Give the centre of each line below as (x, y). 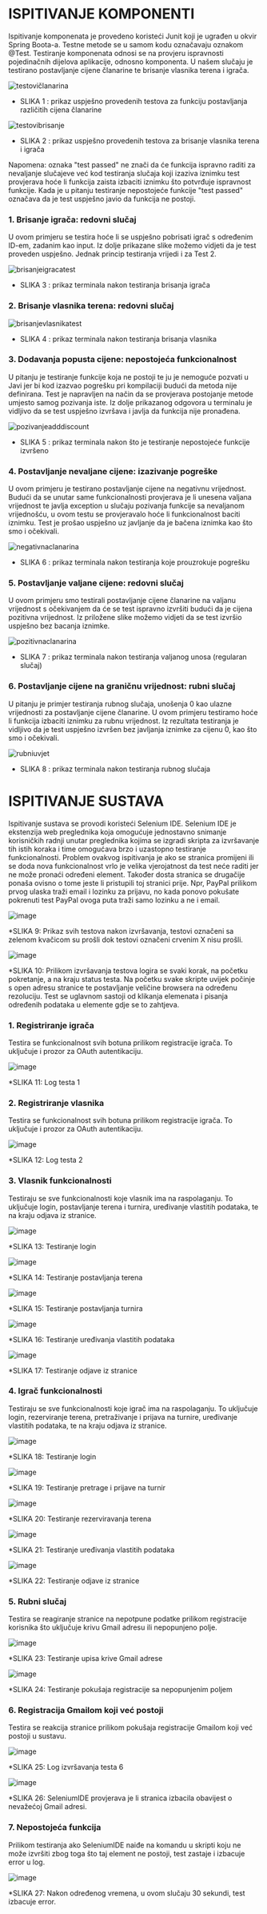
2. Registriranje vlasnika (56, 1103)
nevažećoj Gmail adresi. (48, 1807)
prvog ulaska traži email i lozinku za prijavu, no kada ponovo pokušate (124, 891)
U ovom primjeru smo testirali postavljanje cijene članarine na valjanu (122, 601)
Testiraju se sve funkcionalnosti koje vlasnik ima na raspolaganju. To (121, 1198)
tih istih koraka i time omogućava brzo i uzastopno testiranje (107, 849)
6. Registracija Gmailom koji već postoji (86, 1711)
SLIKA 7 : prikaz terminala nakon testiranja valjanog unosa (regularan (133, 657)
